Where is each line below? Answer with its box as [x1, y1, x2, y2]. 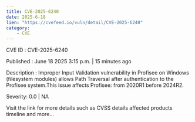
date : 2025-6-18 [6, 14, 46, 20]
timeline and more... [6, 111, 55, 118]
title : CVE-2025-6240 [6, 8, 59, 15]
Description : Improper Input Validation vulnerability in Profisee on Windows [6, 69, 189, 76]
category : [6, 25, 31, 31]
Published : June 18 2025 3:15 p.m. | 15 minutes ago [6, 58, 132, 65]
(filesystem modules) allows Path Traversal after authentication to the [6, 76, 174, 83]
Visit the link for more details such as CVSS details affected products [6, 104, 173, 111]
